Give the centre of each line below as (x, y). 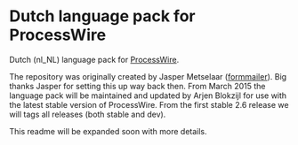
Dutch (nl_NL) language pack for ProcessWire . (94, 59)
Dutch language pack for (102, 16)
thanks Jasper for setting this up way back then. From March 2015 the (137, 86)
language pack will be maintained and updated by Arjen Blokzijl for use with (148, 95)
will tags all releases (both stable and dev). (88, 114)
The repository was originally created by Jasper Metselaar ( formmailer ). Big (148, 76)
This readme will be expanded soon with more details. (108, 131)
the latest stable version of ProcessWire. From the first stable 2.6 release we (149, 104)
